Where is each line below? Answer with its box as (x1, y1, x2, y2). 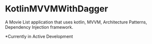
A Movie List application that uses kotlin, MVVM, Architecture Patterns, (5, 19, 147, 25)
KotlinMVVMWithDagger (5, 3, 108, 14)
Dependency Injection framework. (5, 24, 74, 30)
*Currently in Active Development (5, 33, 73, 39)
